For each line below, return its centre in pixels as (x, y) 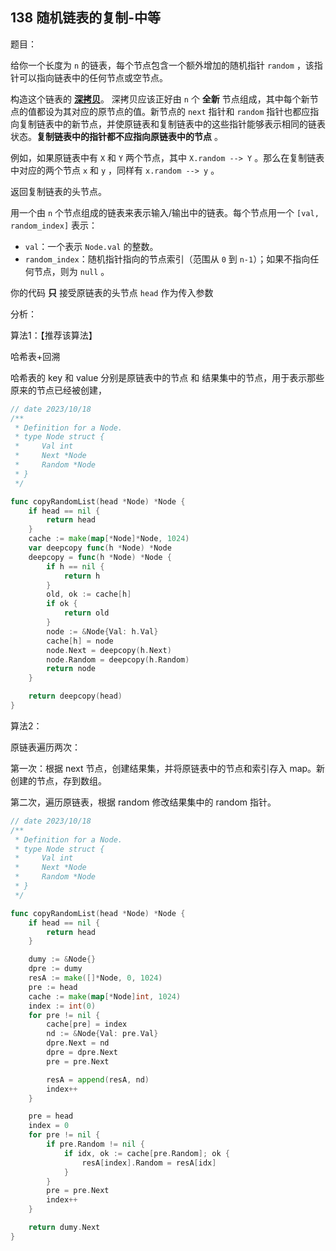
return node (71, 669)
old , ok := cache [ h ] (89, 594)
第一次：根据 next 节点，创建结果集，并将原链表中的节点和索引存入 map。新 (168, 768)
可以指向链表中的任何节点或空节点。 (93, 77)
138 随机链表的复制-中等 (86, 18)
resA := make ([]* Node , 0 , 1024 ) (95, 978)
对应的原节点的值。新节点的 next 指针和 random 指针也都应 (191, 111)
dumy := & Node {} (62, 959)
